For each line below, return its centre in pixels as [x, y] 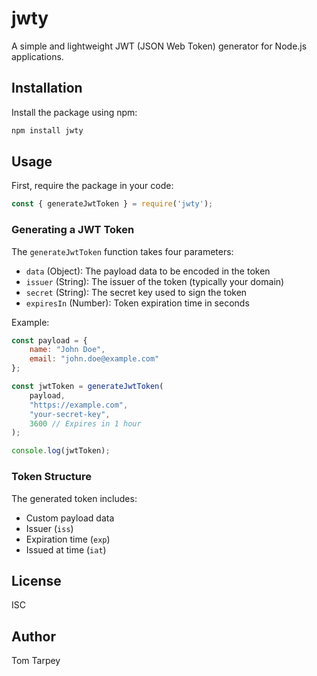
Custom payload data [70, 518]
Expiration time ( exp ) [68, 539]
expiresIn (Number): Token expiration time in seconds [137, 303]
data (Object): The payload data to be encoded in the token [148, 271]
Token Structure [51, 477]
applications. [37, 56]
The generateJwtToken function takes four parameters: [122, 251]
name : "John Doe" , [67, 350]
